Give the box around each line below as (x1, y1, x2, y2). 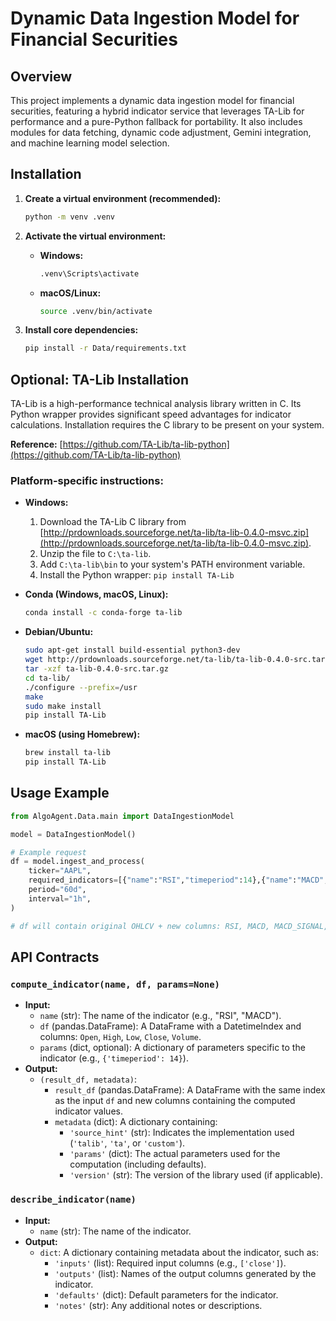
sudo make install (24, 701, 102, 711)
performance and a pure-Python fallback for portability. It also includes (10, 116, 303, 127)
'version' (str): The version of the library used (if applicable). (69, 1169, 323, 1181)
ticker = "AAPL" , (28, 866, 92, 876)
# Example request (10, 847, 87, 857)
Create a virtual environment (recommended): (24, 192, 222, 204)
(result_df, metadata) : (39, 1073, 137, 1086)
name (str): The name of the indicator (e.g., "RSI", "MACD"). (39, 1010, 282, 1022)
